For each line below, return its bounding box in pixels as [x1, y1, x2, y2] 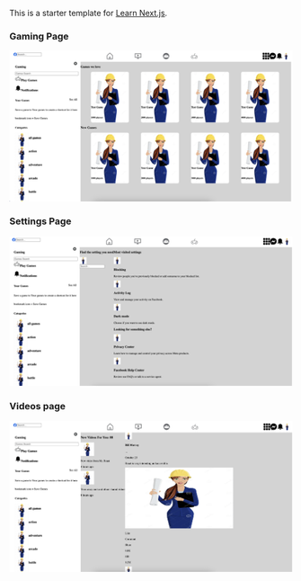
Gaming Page [9, 30, 69, 42]
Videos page [9, 399, 66, 412]
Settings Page [9, 215, 72, 228]
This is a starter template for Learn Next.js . [9, 8, 168, 18]
